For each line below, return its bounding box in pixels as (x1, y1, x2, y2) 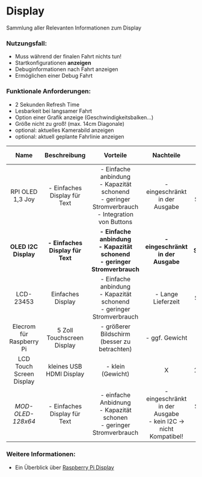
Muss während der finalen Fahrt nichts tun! (14, 53, 122, 60)
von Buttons (98, 217, 133, 226)
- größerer (100, 322, 131, 331)
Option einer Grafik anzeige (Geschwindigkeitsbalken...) (14, 113, 154, 121)
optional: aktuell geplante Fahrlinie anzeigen (14, 132, 124, 140)
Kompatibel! (149, 432, 183, 440)
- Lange (155, 290, 179, 298)
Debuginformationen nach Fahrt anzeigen (14, 66, 118, 73)
